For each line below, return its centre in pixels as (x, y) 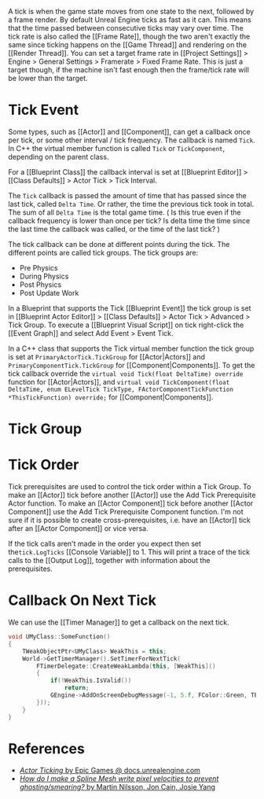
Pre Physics (38, 267)
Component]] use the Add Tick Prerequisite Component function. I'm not (126, 512)
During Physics (44, 276)
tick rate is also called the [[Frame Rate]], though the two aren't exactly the (129, 36)
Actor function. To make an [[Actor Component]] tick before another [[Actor (131, 503)
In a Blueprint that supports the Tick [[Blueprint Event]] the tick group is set (130, 308)
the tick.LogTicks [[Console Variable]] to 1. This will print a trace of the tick (129, 552)
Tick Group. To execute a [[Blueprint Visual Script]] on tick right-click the (126, 325)
